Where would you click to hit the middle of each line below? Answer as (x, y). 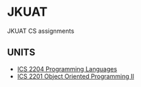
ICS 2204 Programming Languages (67, 69)
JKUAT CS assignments (41, 31)
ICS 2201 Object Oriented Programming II (75, 76)
